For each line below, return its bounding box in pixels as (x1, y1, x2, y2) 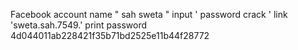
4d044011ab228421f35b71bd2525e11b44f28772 (10, 30, 210, 41)
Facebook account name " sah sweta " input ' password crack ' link (10, 9, 288, 20)
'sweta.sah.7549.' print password (10, 19, 148, 31)
